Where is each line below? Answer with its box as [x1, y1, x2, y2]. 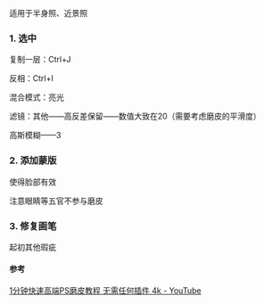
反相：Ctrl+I [9, 73, 54, 84]
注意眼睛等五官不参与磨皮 [9, 195, 104, 206]
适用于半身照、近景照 [9, 8, 87, 18]
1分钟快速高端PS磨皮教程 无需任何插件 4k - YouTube [9, 285, 202, 296]
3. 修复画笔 [9, 219, 57, 232]
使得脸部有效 [9, 177, 56, 187]
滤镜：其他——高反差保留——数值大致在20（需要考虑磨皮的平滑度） [9, 111, 261, 122]
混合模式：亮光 [9, 92, 64, 103]
